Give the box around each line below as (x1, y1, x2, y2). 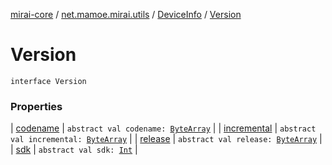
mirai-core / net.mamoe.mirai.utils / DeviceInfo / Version (10, 9, 242, 20)
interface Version (10, 76, 87, 86)
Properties (10, 99, 63, 113)
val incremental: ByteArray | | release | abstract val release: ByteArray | (10, 133, 323, 145)
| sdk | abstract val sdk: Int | (10, 144, 138, 156)
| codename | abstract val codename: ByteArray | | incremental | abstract (10, 122, 317, 134)
